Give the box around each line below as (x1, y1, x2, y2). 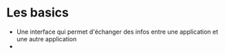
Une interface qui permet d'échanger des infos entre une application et (16, 27, 218, 36)
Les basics (6, 5, 69, 21)
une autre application (16, 34, 77, 43)
